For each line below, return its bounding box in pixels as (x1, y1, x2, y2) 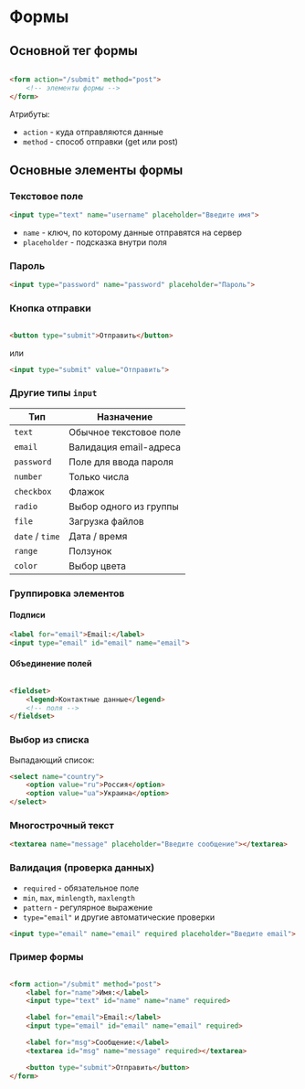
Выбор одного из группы (68, 500, 180, 513)
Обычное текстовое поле (68, 425, 181, 438)
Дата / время (68, 529, 128, 542)
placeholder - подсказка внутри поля (22, 237, 167, 248)
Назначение (97, 410, 153, 422)
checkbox (14, 486, 52, 496)
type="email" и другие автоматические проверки (22, 912, 216, 923)
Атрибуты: (9, 108, 50, 120)
